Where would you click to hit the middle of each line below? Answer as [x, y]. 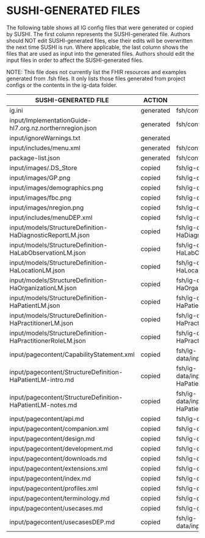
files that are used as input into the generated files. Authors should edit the [100, 53]
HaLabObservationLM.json [48, 253]
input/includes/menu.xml [45, 148]
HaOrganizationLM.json [43, 288]
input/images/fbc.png [41, 198]
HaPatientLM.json [35, 305]
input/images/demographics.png [56, 187]
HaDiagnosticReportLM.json [50, 235]
